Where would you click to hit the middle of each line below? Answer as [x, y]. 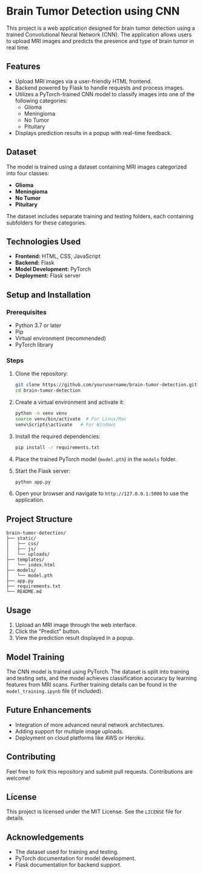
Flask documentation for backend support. [68, 865]
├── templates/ [25, 560]
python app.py [33, 482]
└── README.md [24, 592]
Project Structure [39, 519]
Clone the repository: [42, 374]
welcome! [18, 778]
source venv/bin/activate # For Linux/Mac [71, 419]
